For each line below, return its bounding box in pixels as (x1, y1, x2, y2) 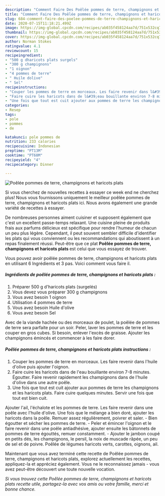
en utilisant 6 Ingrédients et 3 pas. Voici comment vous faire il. (5, 261, 131, 266)
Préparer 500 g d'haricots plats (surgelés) (12, 284, 97, 290)
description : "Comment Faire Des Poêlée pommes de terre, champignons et (5, 7, 160, 12)
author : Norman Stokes (5, 39, 52, 44)
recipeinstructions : (5, 84, 48, 90)
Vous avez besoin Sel (12, 310, 56, 316)
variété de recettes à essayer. (5, 205, 65, 211)
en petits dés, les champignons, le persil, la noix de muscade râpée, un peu (5, 436, 158, 442)
